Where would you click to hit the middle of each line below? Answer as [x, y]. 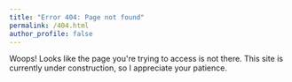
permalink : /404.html [49, 26]
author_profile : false [51, 34]
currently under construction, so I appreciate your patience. [118, 68]
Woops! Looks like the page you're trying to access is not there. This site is [146, 59]
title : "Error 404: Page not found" [77, 17]
